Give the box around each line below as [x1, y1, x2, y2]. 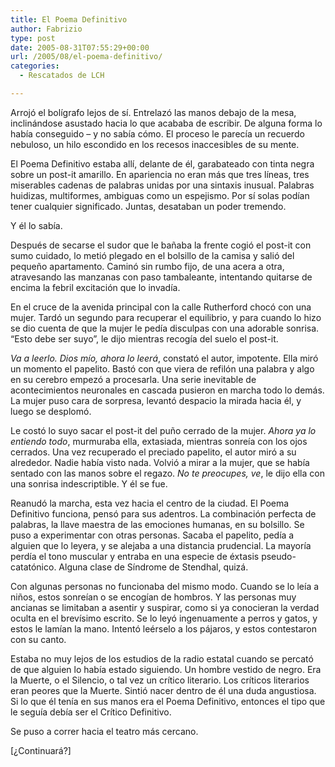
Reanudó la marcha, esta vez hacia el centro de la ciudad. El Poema [10, 497, 290, 509]
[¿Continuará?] [10, 744, 72, 756]
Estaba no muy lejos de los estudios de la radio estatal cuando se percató [10, 652, 314, 665]
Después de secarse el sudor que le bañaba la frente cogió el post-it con [10, 239, 312, 251]
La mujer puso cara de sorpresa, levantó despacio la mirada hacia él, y [10, 394, 302, 406]
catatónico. [10, 561, 57, 573]
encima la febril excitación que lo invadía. [10, 281, 181, 293]
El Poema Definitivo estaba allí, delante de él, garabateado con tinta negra [10, 157, 315, 170]
